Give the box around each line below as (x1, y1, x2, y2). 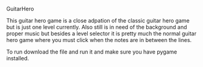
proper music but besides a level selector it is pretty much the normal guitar (6, 30, 197, 37)
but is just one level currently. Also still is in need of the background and (6, 24, 187, 30)
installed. (6, 55, 29, 62)
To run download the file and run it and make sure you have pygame (6, 48, 177, 55)
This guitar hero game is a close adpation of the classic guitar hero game (6, 17, 190, 24)
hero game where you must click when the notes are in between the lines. (6, 37, 192, 43)
